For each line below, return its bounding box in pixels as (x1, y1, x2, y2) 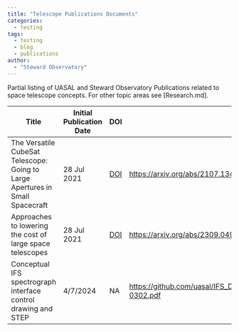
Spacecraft (11, 200, 48, 210)
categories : (7, 17, 43, 24)
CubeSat (11, 146, 41, 156)
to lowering (11, 221, 48, 231)
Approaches (11, 211, 52, 221)
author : (7, 57, 31, 64)
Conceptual (11, 258, 50, 268)
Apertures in (11, 182, 53, 192)
